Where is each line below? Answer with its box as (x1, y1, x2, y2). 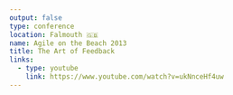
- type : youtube (17, 64, 79, 73)
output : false (9, 13, 63, 23)
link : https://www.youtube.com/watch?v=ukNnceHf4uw (25, 72, 224, 81)
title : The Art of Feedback (9, 47, 116, 56)
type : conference (9, 22, 75, 31)
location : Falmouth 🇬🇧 (9, 30, 99, 39)
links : (9, 55, 34, 64)
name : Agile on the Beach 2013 (9, 38, 127, 48)
